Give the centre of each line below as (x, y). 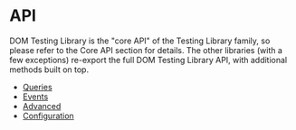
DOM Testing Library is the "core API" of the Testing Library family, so (140, 41)
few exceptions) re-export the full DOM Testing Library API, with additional (148, 60)
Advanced (42, 106)
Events (35, 97)
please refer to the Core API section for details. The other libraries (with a (146, 50)
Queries (37, 87)
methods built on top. (49, 70)
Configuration (48, 116)
